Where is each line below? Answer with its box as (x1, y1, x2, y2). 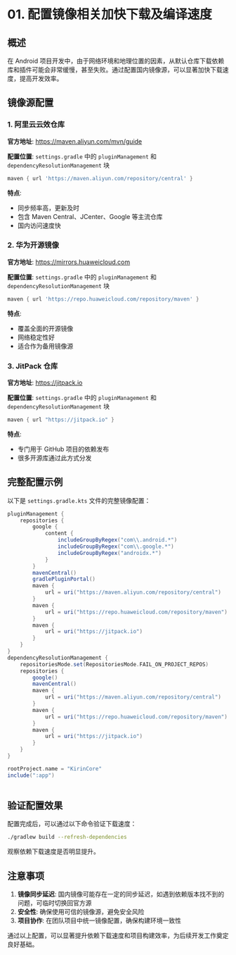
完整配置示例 (7, 476, 63, 488)
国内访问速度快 (17, 221, 61, 230)
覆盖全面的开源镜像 (17, 324, 74, 332)
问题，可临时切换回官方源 (17, 899, 92, 907)
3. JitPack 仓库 (7, 361, 58, 370)
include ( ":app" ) (7, 772, 55, 779)
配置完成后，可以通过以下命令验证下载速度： (7, 820, 137, 828)
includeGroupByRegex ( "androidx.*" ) (57, 549, 162, 556)
